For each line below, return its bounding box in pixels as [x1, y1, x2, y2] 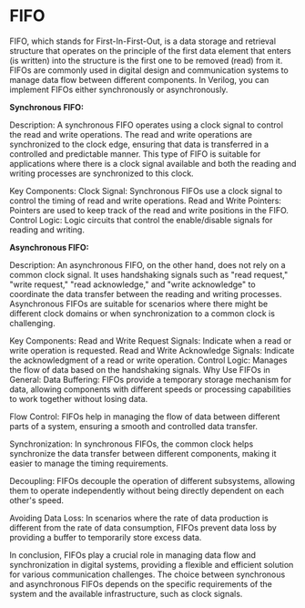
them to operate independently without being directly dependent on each [9, 485, 285, 496]
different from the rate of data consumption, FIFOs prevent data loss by [9, 521, 278, 533]
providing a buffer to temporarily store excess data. [9, 531, 202, 542]
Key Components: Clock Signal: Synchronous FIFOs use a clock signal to [9, 185, 283, 196]
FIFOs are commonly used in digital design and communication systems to [9, 65, 289, 76]
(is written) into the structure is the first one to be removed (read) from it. [9, 55, 283, 66]
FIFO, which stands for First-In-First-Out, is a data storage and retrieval [9, 36, 276, 46]
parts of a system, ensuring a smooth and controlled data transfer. [9, 420, 258, 431]
